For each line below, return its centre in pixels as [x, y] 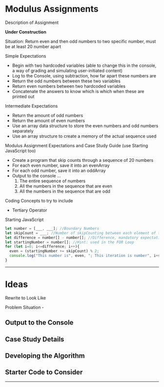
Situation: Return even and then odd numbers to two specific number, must [81, 41]
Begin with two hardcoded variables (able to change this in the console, [84, 65]
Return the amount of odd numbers [48, 115]
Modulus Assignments [52, 9]
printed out [23, 97]
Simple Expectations [26, 56]
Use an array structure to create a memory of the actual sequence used [84, 136]
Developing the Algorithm [45, 356]
